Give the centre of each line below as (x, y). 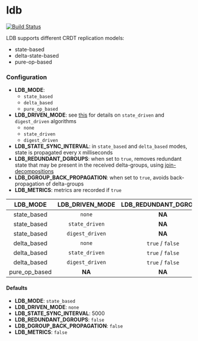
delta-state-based (37, 55)
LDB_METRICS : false (41, 332)
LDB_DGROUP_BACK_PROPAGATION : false (69, 326)
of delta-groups (65, 184)
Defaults (17, 288)
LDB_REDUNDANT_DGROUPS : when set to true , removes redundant (98, 159)
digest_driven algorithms (45, 121)
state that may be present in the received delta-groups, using (89, 165)
